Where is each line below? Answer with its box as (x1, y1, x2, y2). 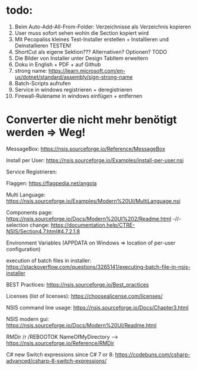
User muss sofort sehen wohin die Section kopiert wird (14, 29, 149, 36)
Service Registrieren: (6, 168, 57, 175)
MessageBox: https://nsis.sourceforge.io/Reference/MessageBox (6, 145, 166, 152)
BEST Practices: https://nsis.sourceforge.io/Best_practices (6, 281, 149, 288)
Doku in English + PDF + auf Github (14, 60, 101, 68)
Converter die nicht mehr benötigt (6, 113, 177, 127)
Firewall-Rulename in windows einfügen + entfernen (14, 92, 143, 99)
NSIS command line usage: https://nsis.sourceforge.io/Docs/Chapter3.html (6, 304, 189, 311)
